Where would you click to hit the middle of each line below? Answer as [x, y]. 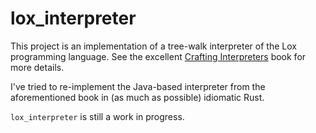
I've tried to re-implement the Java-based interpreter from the [138, 86]
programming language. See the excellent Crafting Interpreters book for [158, 56]
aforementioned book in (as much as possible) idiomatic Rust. [137, 97]
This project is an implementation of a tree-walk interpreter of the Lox [153, 46]
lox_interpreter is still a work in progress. [97, 116]
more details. [37, 67]
